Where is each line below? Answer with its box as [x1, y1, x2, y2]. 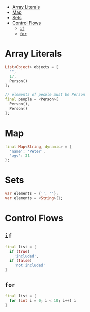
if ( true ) [9, 249, 30, 254]
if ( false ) [9, 258, 32, 263]
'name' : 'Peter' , [9, 149, 45, 154]
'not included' [14, 263, 45, 268]
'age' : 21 [9, 153, 30, 158]
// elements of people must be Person [5, 92, 85, 97]
